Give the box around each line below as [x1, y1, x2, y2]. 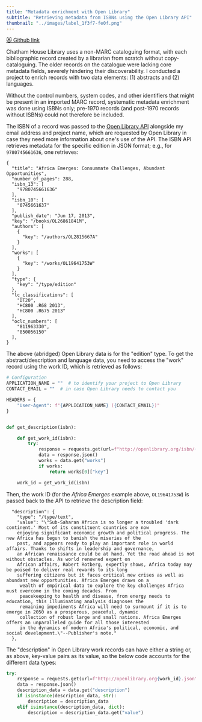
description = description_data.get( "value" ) [28, 709, 144, 715]
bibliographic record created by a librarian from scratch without [6, 55, 164, 62]
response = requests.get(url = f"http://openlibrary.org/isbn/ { [38, 446, 198, 452]
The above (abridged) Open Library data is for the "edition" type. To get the [6, 350, 194, 358]
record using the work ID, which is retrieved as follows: [6, 363, 142, 370]
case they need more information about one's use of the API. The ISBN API [6, 136, 192, 143]
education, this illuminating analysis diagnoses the [6, 598, 144, 604]
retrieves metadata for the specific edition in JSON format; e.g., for [6, 142, 172, 150]
